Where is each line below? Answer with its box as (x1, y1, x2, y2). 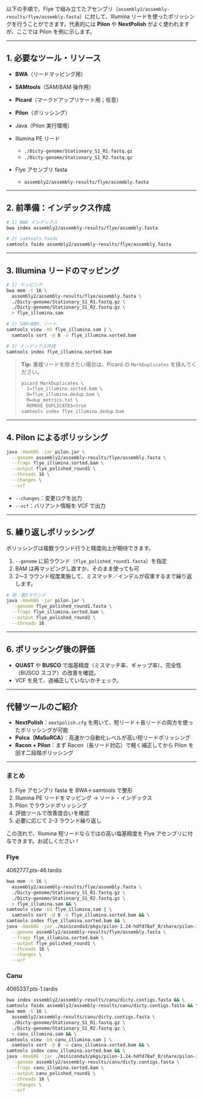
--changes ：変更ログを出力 (14, 494, 83, 501)
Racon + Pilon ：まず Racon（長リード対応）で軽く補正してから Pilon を (14, 741, 194, 749)
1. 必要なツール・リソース (6, 53, 101, 64)
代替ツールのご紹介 (6, 702, 78, 712)
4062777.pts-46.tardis (6, 866, 62, 874)
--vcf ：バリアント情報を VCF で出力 (14, 502, 106, 509)
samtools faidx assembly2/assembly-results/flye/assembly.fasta (6, 241, 172, 247)
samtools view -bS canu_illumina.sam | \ (6, 1036, 112, 1043)
